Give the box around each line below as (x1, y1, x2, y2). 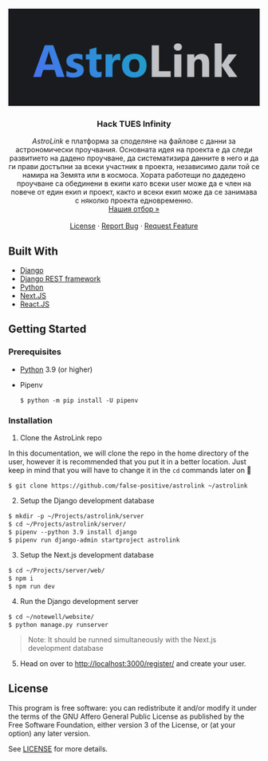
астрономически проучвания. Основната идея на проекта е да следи (15, 145, 253, 155)
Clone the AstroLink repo (19, 433, 102, 442)
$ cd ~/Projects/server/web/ (8, 566, 105, 574)
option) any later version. (8, 728, 90, 738)
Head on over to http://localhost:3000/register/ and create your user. (19, 659, 246, 668)
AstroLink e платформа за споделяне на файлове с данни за (31, 136, 237, 146)
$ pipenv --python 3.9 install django (8, 528, 137, 536)
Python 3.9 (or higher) (19, 365, 93, 374)
